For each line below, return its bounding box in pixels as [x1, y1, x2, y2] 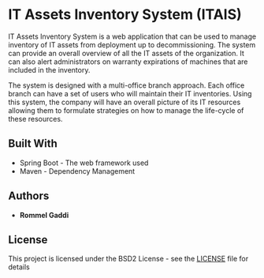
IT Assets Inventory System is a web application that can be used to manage [8, 32, 257, 41]
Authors [8, 190, 50, 203]
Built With [8, 137, 58, 151]
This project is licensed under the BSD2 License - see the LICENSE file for [8, 254, 249, 264]
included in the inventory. [8, 65, 91, 74]
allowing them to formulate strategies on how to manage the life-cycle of [8, 105, 244, 115]
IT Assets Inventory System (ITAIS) [8, 6, 242, 24]
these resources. [8, 114, 63, 123]
